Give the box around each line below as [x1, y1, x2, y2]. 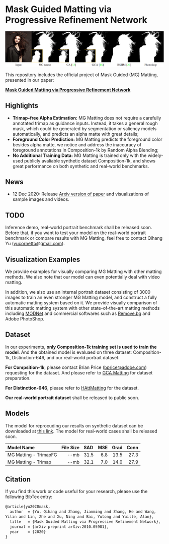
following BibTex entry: [5, 494, 53, 500]
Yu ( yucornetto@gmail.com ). [5, 241, 65, 247]
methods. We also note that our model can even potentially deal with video [5, 274, 160, 280]
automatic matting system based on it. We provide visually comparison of [5, 300, 157, 306]
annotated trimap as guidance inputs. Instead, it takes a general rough [12, 120, 158, 126]
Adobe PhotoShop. [5, 316, 45, 322]
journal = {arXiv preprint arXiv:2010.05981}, [10, 524, 109, 529]
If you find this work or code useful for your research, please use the [5, 488, 148, 494]
